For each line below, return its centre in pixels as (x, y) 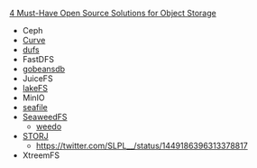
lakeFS (35, 88)
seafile (35, 107)
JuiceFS (37, 79)
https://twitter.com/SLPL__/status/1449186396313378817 (142, 145)
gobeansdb (44, 69)
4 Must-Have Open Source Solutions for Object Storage (113, 13)
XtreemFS (41, 155)
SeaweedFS (45, 117)
